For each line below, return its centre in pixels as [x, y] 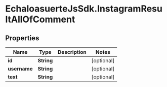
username [20, 69]
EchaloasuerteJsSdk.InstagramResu [84, 9]
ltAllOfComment [40, 19]
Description [72, 52]
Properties [22, 38]
